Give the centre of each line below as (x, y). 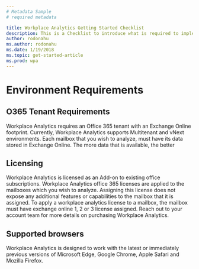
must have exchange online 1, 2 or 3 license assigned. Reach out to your (94, 209)
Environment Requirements (75, 90)
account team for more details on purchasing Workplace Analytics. (88, 215)
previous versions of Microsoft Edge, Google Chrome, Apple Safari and (93, 254)
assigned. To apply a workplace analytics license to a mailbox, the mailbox (97, 203)
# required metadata (32, 17)
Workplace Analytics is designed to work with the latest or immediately (93, 248)
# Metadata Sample (29, 12)
